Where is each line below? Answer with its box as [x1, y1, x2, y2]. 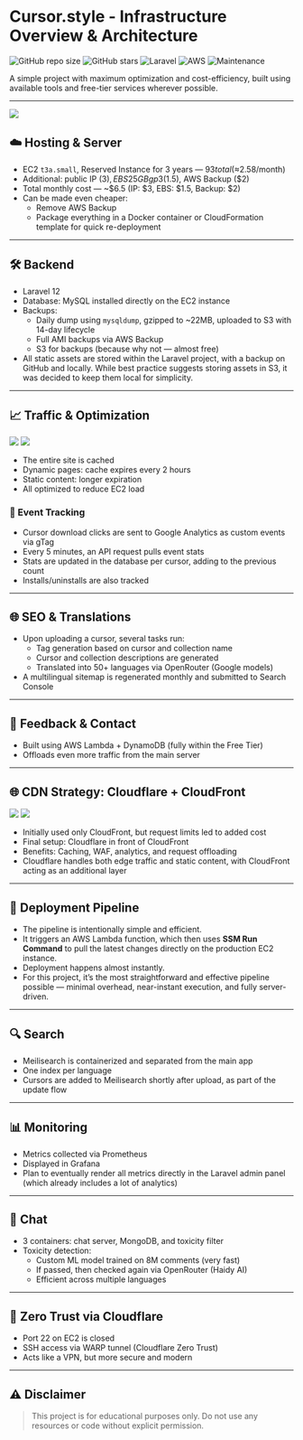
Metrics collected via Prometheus [22, 1148, 148, 1159]
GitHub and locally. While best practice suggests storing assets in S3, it [22, 362, 288, 373]
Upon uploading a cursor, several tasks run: [22, 633, 185, 644]
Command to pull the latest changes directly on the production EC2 [22, 942, 274, 954]
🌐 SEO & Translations [9, 610, 132, 625]
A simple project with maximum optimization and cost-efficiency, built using [9, 72, 291, 83]
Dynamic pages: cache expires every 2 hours [22, 464, 191, 475]
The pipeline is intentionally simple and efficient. [22, 923, 203, 934]
